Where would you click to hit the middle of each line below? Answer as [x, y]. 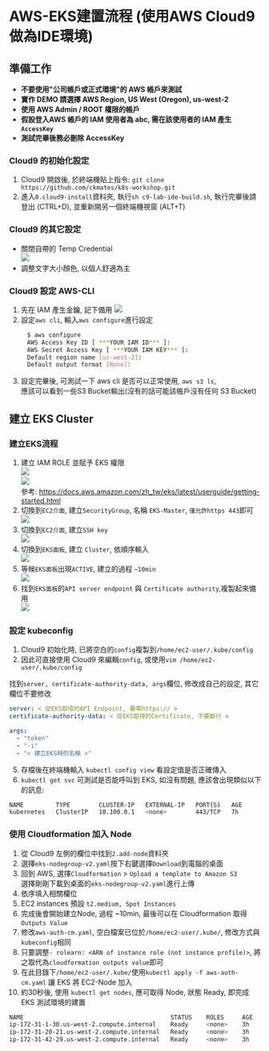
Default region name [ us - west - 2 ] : [84, 358]
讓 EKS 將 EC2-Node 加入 [90, 982]
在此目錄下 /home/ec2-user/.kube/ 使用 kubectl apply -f [112, 972]
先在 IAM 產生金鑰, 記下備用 [66, 309]
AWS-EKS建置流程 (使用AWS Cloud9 [132, 16]
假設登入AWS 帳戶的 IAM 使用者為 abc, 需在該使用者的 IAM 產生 [126, 119]
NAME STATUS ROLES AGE [131, 1017]
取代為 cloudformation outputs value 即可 [96, 962]
